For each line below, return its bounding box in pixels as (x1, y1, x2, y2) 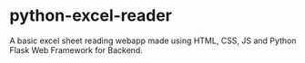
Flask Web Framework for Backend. (9, 44, 143, 55)
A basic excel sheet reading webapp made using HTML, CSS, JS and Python (9, 35, 297, 46)
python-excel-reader (9, 5, 173, 26)
